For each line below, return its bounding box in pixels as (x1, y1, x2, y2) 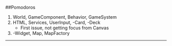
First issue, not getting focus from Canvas (20, 25, 109, 31)
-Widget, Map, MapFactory (12, 30, 70, 36)
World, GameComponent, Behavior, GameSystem (12, 14, 117, 20)
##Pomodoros (5, 5, 36, 10)
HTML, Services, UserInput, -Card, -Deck (12, 20, 101, 25)
